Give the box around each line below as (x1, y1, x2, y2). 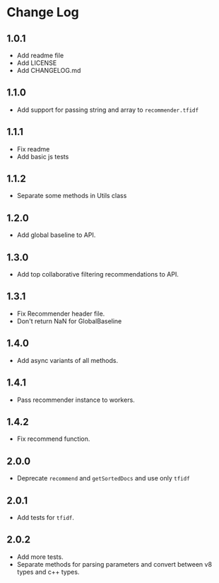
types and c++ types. (16, 567, 80, 576)
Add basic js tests (16, 152, 69, 161)
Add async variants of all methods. (16, 356, 118, 364)
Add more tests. (16, 553, 64, 561)
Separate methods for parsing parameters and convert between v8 (16, 560, 213, 568)
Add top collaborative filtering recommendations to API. (16, 270, 179, 279)
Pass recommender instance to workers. (16, 396, 135, 404)
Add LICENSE (16, 59, 57, 67)
